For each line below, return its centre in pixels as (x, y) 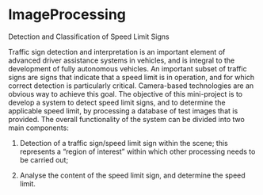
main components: (38, 128)
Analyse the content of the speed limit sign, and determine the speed (132, 175)
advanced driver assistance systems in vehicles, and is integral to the (122, 60)
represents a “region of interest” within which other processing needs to (137, 151)
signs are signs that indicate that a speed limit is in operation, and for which (131, 77)
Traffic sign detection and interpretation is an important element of (117, 52)
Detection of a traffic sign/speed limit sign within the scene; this (124, 143)
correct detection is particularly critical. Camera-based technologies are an (131, 86)
